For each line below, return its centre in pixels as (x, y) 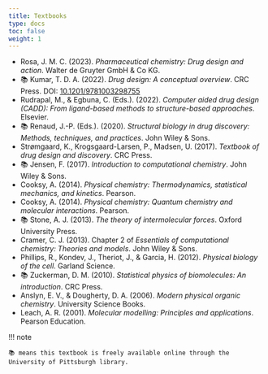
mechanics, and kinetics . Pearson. (78, 194)
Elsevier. (34, 117)
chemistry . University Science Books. (83, 304)
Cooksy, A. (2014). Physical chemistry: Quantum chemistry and (126, 202)
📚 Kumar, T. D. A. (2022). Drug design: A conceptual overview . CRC (134, 80)
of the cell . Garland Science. (67, 266)
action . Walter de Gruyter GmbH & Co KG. (90, 71)
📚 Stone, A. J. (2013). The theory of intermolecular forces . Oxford (131, 220)
